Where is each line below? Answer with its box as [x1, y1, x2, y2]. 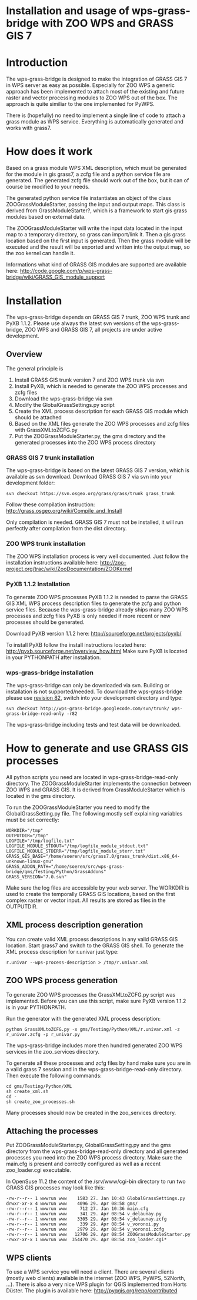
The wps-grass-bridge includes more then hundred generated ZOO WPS [6, 1042, 183, 1049]
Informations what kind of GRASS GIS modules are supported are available [6, 261, 187, 268]
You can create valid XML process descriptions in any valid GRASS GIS [6, 935, 178, 943]
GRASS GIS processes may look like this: [6, 1184, 105, 1191]
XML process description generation [6, 920, 143, 930]
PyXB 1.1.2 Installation [6, 580, 71, 589]
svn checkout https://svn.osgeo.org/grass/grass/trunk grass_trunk [6, 491, 175, 497]
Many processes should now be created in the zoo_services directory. [6, 1109, 176, 1116]
